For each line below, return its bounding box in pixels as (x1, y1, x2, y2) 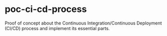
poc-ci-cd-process (5, 3, 87, 15)
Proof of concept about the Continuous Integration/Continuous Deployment (5, 20, 162, 26)
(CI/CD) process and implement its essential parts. (5, 25, 110, 31)
